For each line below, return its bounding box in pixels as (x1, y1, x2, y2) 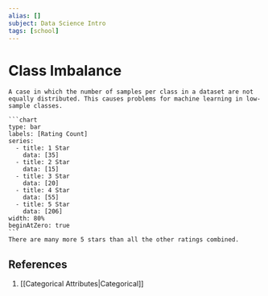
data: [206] (23, 208, 63, 216)
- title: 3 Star (15, 172, 70, 181)
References (8, 257, 68, 271)
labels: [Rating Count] (8, 130, 89, 138)
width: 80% (8, 215, 45, 223)
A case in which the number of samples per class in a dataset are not (8, 88, 254, 97)
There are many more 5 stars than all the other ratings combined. (8, 236, 240, 244)
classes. (33, 102, 63, 110)
